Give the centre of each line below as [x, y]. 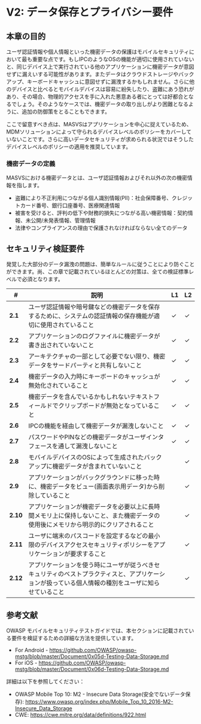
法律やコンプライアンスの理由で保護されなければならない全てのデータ [101, 228]
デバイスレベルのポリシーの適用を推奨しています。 [69, 147]
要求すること [88, 554]
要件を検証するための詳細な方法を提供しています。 [74, 638]
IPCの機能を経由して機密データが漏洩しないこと [96, 426]
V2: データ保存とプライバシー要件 [90, 12]
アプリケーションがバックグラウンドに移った [91, 477]
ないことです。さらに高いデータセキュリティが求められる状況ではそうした [103, 139]
